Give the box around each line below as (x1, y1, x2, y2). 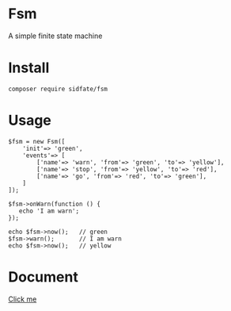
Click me (8, 294, 37, 304)
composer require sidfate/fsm (8, 85, 108, 93)
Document (8, 268, 79, 286)
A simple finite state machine (8, 31, 103, 40)
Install (8, 59, 50, 77)
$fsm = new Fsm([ (8, 137, 66, 145)
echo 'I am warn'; (18, 207, 80, 215)
